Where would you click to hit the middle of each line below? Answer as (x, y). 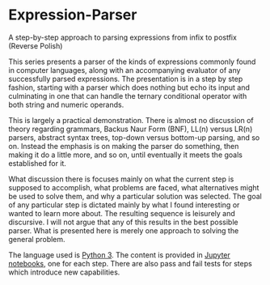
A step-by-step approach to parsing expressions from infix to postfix (122, 37)
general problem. (37, 239)
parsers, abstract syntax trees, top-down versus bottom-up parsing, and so (134, 137)
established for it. (38, 163)
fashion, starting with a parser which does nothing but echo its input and (129, 87)
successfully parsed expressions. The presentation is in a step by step (126, 79)
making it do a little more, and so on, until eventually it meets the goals (125, 155)
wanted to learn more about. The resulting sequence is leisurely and (122, 213)
